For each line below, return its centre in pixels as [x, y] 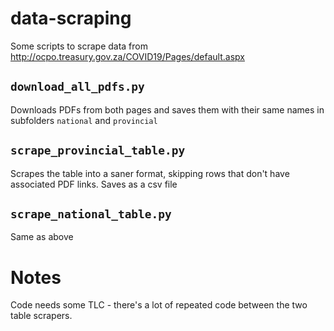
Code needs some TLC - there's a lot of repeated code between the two [159, 305]
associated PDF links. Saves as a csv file [94, 184]
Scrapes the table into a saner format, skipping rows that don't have [150, 173]
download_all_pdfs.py [77, 87]
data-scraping [71, 18]
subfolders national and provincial [84, 120]
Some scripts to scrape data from [79, 46]
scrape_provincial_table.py [98, 150]
